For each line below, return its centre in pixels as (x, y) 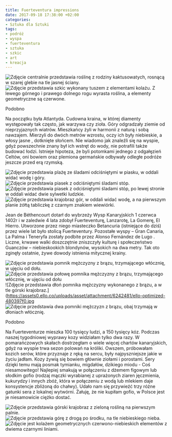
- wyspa (14, 39)
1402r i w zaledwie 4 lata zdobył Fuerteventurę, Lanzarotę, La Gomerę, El (83, 221)
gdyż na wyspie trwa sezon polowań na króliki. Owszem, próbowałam (79, 348)
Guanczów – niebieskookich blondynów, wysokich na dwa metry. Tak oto (83, 248)
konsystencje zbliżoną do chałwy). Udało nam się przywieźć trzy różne (80, 386)
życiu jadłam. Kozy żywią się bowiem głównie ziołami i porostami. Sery (80, 359)
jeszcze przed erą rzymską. (35, 163)
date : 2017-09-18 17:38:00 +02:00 (42, 15)
